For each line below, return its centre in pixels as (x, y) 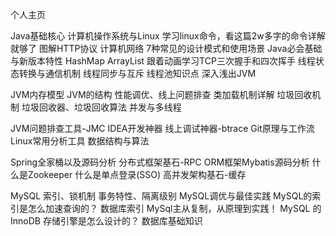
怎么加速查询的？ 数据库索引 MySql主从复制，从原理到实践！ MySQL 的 (174, 208)
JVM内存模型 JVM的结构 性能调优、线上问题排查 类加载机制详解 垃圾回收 (161, 94)
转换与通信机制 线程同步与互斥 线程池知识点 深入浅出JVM (137, 73)
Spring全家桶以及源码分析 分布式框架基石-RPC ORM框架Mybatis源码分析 (160, 162)
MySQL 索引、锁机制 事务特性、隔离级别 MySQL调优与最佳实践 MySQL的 (161, 196)
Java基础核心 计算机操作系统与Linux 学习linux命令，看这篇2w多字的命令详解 (168, 36)
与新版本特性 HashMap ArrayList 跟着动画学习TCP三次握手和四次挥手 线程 (163, 61)
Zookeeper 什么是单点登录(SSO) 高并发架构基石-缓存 (137, 174)
